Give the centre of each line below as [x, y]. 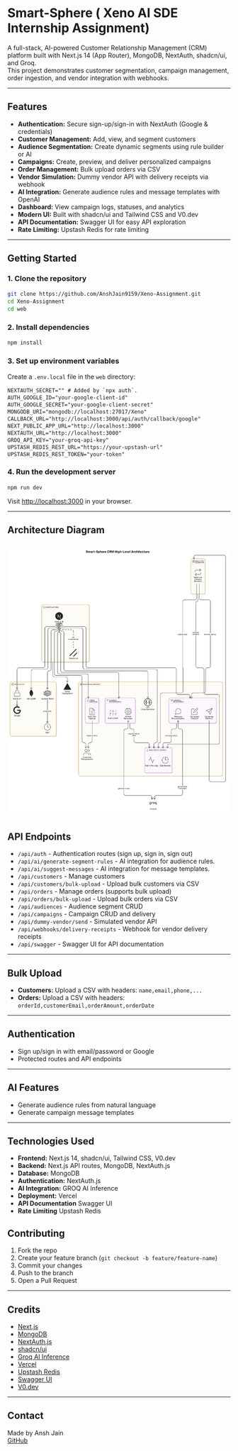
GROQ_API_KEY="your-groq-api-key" [58, 440]
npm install [25, 343]
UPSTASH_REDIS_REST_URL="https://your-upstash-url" [85, 447]
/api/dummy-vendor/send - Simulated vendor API [87, 922]
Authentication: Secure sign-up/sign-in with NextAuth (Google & [113, 124]
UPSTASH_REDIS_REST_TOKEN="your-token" [66, 454]
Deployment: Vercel [47, 1196]
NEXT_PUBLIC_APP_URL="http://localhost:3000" [75, 426]
